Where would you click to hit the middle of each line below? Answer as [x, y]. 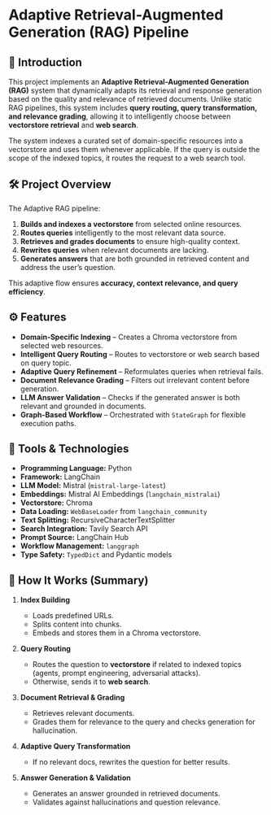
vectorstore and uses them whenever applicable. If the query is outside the [134, 149]
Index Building [45, 600]
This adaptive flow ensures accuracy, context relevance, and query [123, 283]
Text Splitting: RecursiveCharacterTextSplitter [98, 520]
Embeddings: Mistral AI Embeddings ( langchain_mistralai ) [120, 495]
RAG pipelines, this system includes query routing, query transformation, [133, 108]
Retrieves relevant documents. [83, 713]
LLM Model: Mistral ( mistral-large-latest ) [93, 486]
